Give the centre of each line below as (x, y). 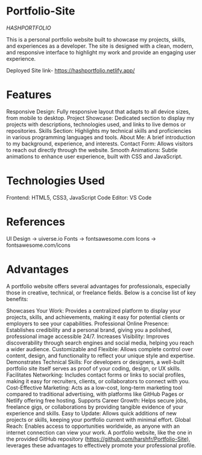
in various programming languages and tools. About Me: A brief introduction (101, 137)
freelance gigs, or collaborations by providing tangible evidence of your (95, 407)
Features (29, 95)
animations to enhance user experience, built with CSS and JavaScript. (94, 156)
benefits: (17, 299)
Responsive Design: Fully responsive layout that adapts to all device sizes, (98, 111)
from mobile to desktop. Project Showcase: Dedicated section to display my (100, 118)
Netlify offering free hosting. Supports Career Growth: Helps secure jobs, (97, 400)
